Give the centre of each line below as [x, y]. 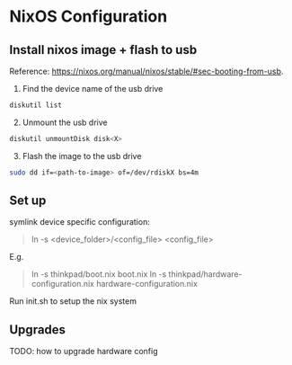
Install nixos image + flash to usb [103, 50]
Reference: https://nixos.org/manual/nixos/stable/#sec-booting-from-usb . [146, 71]
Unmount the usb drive [65, 122]
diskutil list [36, 105]
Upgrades [37, 329]
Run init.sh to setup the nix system [73, 301]
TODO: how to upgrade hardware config [84, 352]
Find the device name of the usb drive [93, 89]
